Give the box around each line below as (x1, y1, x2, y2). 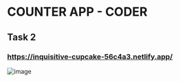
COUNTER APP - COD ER (7, 4, 148, 20)
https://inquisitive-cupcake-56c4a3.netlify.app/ (7, 52, 173, 61)
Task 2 (7, 31, 36, 43)
